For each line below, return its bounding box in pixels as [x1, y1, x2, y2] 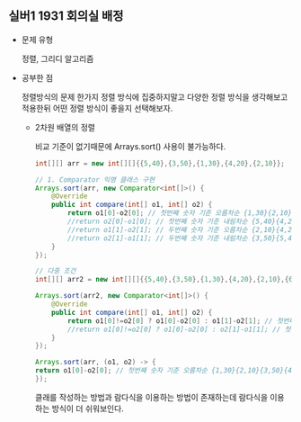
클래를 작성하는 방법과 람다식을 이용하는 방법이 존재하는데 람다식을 [34, 391, 269, 402]
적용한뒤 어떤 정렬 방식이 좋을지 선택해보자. [21, 103, 173, 113]
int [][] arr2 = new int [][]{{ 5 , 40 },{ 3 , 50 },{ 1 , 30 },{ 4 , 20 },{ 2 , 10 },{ [34, 275, 289, 284]
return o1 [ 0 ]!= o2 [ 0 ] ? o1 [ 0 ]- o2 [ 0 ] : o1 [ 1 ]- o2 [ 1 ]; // [66, 316, 273, 326]
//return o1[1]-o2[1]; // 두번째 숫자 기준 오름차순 [66, 225, 248, 234]
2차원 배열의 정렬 [34, 121, 96, 132]
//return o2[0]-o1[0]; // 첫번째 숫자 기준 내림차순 [66, 217, 248, 227]
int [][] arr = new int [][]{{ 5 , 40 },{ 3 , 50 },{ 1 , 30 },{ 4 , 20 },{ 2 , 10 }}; [34, 158, 285, 168]
